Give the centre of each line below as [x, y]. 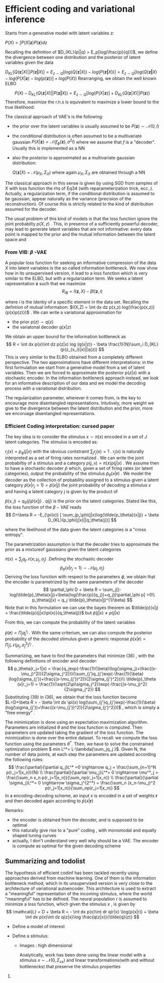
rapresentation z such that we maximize [45, 284]
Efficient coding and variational [70, 9]
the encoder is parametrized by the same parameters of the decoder [74, 582]
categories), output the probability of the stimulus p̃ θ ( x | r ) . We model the [78, 474]
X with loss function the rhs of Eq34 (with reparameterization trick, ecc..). [79, 188]
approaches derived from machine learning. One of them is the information [81, 878]
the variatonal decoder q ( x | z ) [42, 327]
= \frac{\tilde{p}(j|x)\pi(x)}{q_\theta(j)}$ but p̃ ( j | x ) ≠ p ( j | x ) [62, 613]
